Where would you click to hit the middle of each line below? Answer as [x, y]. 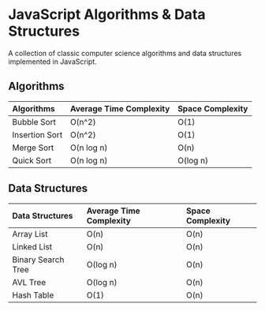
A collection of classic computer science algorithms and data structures [125, 53]
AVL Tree [29, 282]
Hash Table [33, 295]
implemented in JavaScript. [52, 62]
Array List [30, 234]
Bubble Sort [34, 122]
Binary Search [38, 260]
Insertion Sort [37, 134]
